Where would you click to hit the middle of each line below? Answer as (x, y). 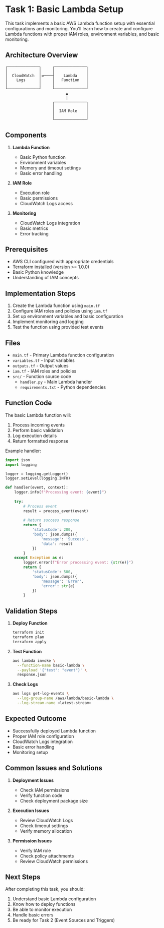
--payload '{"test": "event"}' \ (52, 670)
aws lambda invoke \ (34, 661)
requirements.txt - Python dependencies (63, 387)
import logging (21, 465)
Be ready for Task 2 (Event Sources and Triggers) (64, 920)
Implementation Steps (41, 293)
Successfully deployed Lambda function (54, 731)
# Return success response (51, 520)
